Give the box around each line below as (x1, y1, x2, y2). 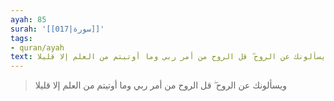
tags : (10, 33, 33, 43)
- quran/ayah (10, 42, 65, 53)
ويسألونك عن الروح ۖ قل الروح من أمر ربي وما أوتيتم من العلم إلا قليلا (34, 79, 287, 91)
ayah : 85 (10, 14, 47, 25)
